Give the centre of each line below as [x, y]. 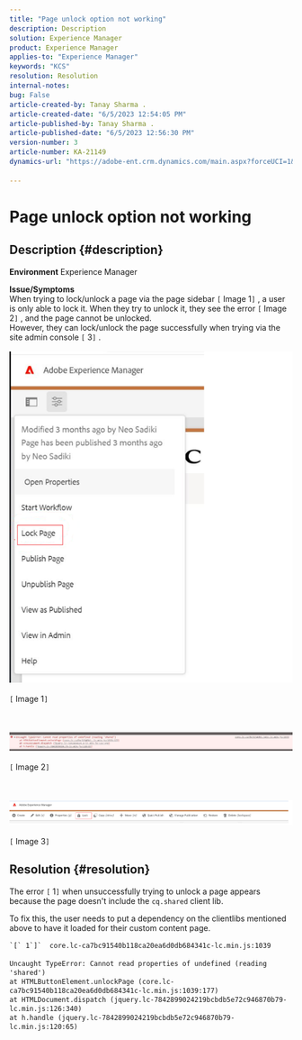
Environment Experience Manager [73, 271]
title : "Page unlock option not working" [88, 19]
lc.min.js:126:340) [46, 1008]
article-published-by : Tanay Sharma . [82, 123]
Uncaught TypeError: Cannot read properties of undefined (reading [138, 963]
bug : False [30, 95]
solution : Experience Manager [66, 38]
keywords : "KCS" [40, 67]
